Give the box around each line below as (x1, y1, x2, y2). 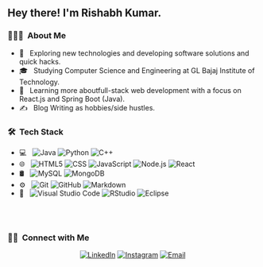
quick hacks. (18, 56, 61, 66)
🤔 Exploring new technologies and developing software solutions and (18, 48, 249, 58)
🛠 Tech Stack (7, 126, 64, 137)
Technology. (18, 77, 60, 87)
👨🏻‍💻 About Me (7, 30, 67, 41)
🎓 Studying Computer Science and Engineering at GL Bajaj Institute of (18, 65, 255, 75)
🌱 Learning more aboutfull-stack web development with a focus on (18, 85, 242, 95)
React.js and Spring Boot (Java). (18, 94, 125, 103)
